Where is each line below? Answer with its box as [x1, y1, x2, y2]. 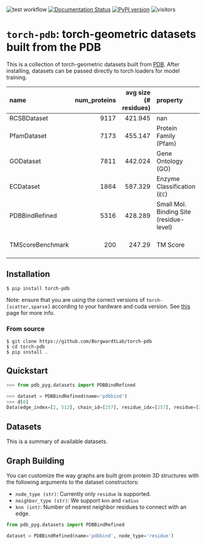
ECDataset [9, 182, 40, 190]
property [156, 96, 183, 104]
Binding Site [156, 207, 191, 216]
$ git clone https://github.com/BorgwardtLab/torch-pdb [6, 338, 152, 345]
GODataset [9, 157, 42, 165]
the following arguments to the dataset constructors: [6, 478, 139, 485]
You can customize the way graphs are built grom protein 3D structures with [6, 471, 199, 479]
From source [6, 324, 45, 333]
